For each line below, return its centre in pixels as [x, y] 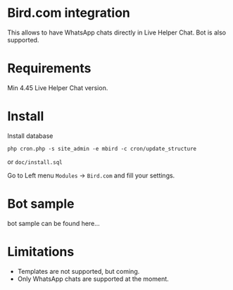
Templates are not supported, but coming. [78, 271]
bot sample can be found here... [53, 223]
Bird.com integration [69, 13]
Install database [30, 136]
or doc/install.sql [35, 162]
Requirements [49, 69]
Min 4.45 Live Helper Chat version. [58, 88]
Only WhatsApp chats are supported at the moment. [93, 279]
